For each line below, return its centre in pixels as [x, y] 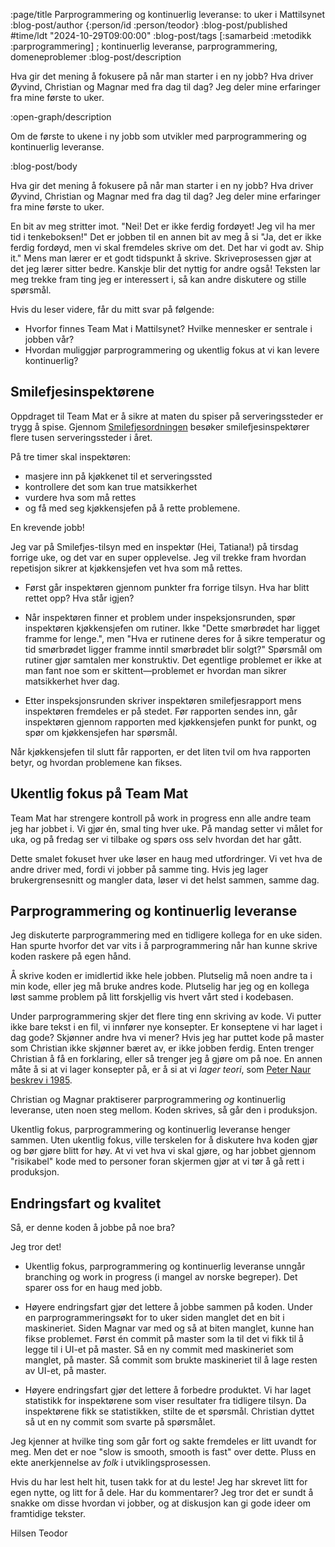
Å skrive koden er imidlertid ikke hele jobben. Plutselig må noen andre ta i [161, 976]
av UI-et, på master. [65, 1371]
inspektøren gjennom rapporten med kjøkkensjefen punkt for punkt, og [170, 721]
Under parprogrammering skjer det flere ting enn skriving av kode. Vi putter [166, 1016]
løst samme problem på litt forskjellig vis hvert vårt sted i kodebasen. [152, 997]
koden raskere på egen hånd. [71, 956]
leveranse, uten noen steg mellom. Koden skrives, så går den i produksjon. [164, 1110]
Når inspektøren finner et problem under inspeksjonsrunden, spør [160, 617]
